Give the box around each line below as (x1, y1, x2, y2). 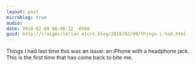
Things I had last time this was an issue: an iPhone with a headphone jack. (6, 47, 190, 55)
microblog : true (6, 14, 47, 20)
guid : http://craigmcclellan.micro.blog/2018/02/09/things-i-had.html (6, 31, 187, 37)
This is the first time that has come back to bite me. (6, 54, 133, 61)
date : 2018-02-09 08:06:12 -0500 (6, 25, 90, 32)
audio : (6, 20, 23, 26)
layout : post (6, 8, 39, 15)
